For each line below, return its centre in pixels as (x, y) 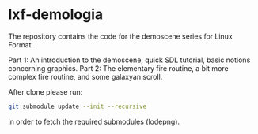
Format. (21, 44)
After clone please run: (46, 91)
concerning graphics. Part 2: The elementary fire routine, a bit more (118, 68)
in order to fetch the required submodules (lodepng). (94, 121)
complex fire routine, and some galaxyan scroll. (85, 76)
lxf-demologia (56, 15)
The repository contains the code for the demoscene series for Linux (121, 36)
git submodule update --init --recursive (78, 106)
